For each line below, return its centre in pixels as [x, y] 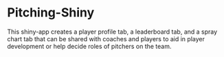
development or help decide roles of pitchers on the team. [89, 46]
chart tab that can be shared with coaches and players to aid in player [106, 38]
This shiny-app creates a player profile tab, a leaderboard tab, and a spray [112, 32]
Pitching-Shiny [51, 13]
